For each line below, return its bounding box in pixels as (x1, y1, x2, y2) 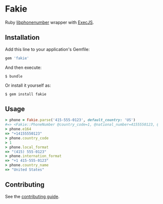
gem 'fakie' (5, 56, 29, 61)
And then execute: (5, 64, 42, 70)
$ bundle (5, 74, 23, 78)
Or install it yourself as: (5, 82, 51, 88)
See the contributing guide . (5, 193, 60, 199)
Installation (5, 33, 40, 42)
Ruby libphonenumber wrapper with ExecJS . (5, 19, 94, 25)
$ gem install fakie (5, 92, 47, 96)
